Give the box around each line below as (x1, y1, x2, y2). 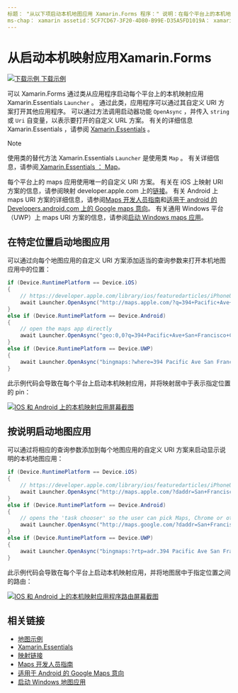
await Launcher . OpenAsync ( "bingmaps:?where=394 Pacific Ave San (20, 358, 214, 365)
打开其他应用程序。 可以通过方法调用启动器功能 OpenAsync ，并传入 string (13, 107, 230, 116)
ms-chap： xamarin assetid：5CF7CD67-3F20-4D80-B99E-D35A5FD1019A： (7, 17, 211, 24)
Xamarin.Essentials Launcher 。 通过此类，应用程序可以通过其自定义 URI (7, 99, 217, 107)
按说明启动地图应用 (7, 425, 91, 437)
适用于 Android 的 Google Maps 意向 (17, 669, 125, 677)
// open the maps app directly (20, 326, 113, 333)
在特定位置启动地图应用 (7, 235, 110, 248)
